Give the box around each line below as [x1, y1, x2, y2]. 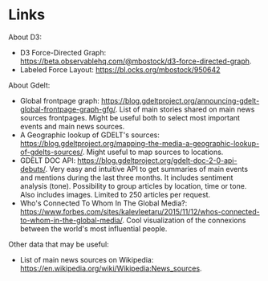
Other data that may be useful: [8, 239, 110, 249]
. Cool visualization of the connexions [121, 215, 246, 225]
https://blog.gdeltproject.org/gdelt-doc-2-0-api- [77, 155, 238, 165]
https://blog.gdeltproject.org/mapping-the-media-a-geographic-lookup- [19, 138, 260, 148]
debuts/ [19, 164, 46, 173]
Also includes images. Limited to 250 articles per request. [19, 189, 211, 199]
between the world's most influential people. [19, 223, 168, 234]
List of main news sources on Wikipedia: [19, 255, 154, 264]
